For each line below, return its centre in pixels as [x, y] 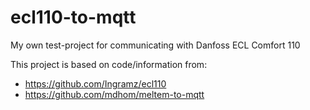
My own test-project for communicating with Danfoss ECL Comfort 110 [155, 45]
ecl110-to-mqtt [73, 17]
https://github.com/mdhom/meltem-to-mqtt [114, 94]
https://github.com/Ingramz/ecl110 [95, 83]
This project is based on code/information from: [109, 64]
